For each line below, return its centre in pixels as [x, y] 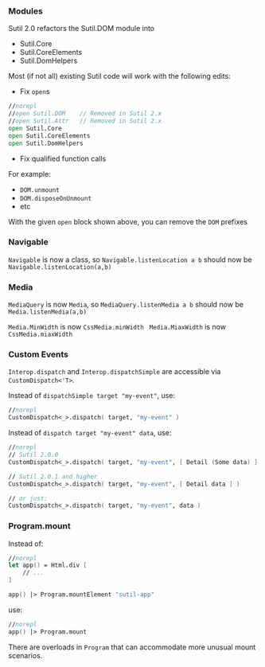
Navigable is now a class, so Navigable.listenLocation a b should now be [130, 259]
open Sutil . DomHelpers [46, 143]
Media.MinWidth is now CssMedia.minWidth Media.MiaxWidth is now [117, 327]
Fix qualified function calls [63, 158]
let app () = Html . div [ [48, 566]
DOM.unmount [39, 190]
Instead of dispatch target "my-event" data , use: [90, 433]
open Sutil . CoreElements [49, 136]
